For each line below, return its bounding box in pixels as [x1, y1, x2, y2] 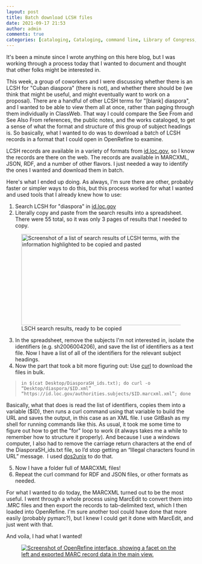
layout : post [6, 8, 39, 15]
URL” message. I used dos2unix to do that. [6, 453, 114, 460]
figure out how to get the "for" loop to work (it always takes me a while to [6, 427, 188, 434]
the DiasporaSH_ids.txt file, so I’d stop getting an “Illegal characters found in [6, 446, 195, 453]
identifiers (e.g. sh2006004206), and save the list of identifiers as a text [14, 343, 194, 350]
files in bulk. [14, 369, 45, 376]
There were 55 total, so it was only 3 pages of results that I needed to [14, 215, 188, 223]
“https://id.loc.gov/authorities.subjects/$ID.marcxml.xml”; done [20, 391, 191, 397]
